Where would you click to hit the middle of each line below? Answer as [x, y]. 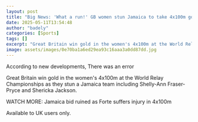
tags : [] [17, 39]
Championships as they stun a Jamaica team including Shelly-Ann [86, 84]
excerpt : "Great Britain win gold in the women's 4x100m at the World [95, 45]
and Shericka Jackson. [49, 90]
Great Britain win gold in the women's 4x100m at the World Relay [85, 77]
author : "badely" [27, 28]
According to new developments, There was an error [70, 66]
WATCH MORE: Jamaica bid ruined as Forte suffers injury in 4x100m [89, 101]
